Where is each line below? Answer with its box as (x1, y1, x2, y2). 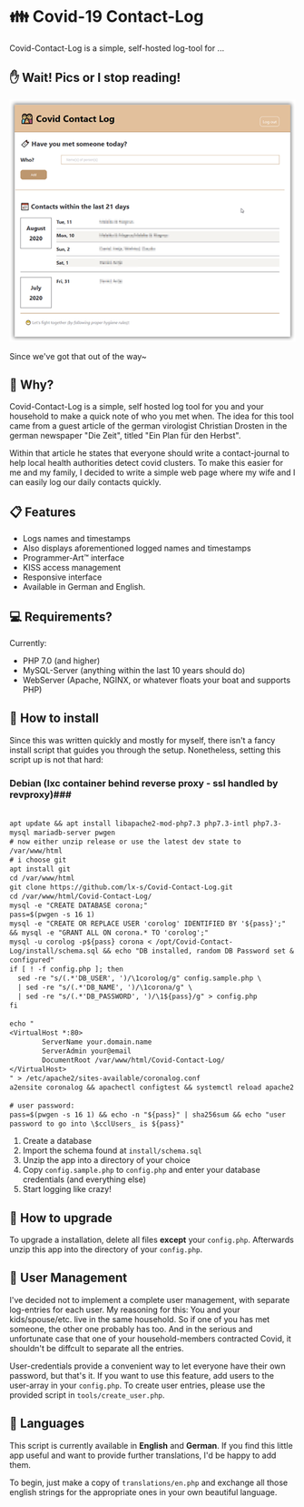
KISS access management (22, 562, 121, 573)
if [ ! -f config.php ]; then (9, 965, 124, 974)
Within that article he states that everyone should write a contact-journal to (9, 448, 290, 459)
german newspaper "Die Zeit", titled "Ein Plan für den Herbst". (9, 430, 241, 441)
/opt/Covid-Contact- (155, 937, 233, 946)
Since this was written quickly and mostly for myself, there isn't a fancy (9, 734, 276, 745)
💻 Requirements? (9, 609, 113, 624)
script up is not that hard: (9, 753, 103, 764)
